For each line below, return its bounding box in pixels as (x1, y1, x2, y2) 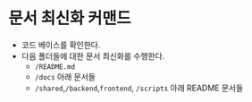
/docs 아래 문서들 (34, 71, 96, 81)
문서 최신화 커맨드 (8, 8, 131, 29)
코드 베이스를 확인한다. (21, 39, 101, 50)
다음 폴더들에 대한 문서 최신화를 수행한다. (21, 50, 165, 61)
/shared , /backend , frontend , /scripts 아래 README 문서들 (34, 82, 244, 93)
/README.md (34, 62, 76, 72)
